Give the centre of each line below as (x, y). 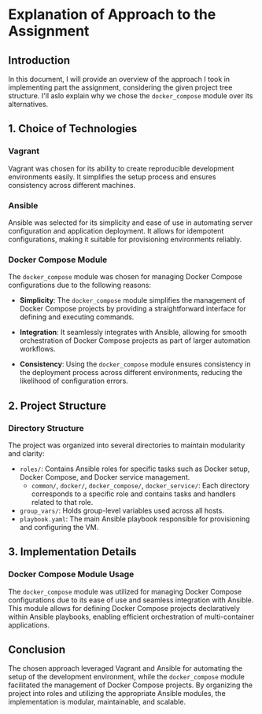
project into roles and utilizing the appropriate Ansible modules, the (117, 694)
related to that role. (62, 502)
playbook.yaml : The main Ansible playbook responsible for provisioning (135, 519)
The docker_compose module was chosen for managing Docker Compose (125, 277)
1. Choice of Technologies (73, 129)
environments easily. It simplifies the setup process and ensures (112, 177)
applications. (29, 625)
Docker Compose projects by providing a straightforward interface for (133, 309)
